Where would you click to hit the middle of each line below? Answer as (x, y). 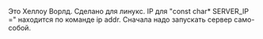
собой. (20, 28)
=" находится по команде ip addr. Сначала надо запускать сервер (120, 19)
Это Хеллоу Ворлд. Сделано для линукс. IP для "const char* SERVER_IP (129, 11)
